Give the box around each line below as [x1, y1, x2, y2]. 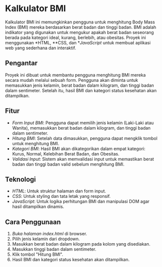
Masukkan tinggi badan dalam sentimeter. [12, 247, 97, 252]
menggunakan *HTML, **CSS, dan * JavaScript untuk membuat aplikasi [5, 39, 151, 45]
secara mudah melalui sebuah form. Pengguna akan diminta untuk [5, 77, 138, 83]
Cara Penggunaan [5, 218, 61, 226]
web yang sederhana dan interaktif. [5, 45, 77, 51]
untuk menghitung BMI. [12, 140, 60, 146]
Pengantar [5, 59, 38, 67]
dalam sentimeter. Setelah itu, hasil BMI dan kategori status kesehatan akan [5, 87, 157, 93]
